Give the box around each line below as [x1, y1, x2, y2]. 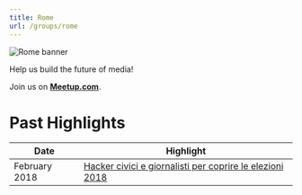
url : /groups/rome [9, 22, 78, 31]
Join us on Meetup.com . [9, 81, 102, 92]
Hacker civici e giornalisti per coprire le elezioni [84, 160, 284, 173]
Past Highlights [9, 112, 126, 133]
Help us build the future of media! [9, 64, 134, 75]
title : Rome [9, 13, 54, 22]
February [13, 160, 52, 173]
